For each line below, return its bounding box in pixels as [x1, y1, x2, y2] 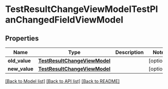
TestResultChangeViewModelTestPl [5, 3, 158, 15]
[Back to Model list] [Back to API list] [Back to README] [5, 78, 120, 84]
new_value [7, 65, 33, 72]
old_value [7, 57, 31, 64]
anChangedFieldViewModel [5, 14, 123, 25]
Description [115, 49, 144, 55]
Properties [5, 34, 39, 42]
